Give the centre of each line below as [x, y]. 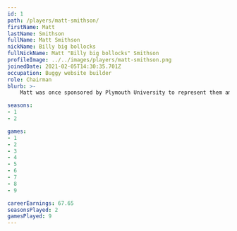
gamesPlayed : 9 [30, 216]
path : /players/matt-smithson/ [53, 20]
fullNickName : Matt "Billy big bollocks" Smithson [83, 54]
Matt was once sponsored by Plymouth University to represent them [121, 93]
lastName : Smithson [36, 34]
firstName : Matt [31, 27]
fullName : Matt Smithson [44, 40]
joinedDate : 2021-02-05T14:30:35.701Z [64, 66]
